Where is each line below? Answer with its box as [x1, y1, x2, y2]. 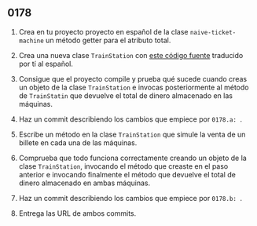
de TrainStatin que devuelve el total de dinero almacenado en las [18, 90, 233, 100]
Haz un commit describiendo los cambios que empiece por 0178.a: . [18, 114, 243, 124]
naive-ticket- [189, 28, 237, 36]
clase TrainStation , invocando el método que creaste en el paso [18, 161, 229, 171]
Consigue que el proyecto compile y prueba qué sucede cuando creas [18, 74, 248, 83]
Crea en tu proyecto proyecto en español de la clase [18, 27, 189, 36]
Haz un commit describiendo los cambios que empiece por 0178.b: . [18, 193, 243, 202]
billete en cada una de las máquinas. [18, 137, 138, 148]
